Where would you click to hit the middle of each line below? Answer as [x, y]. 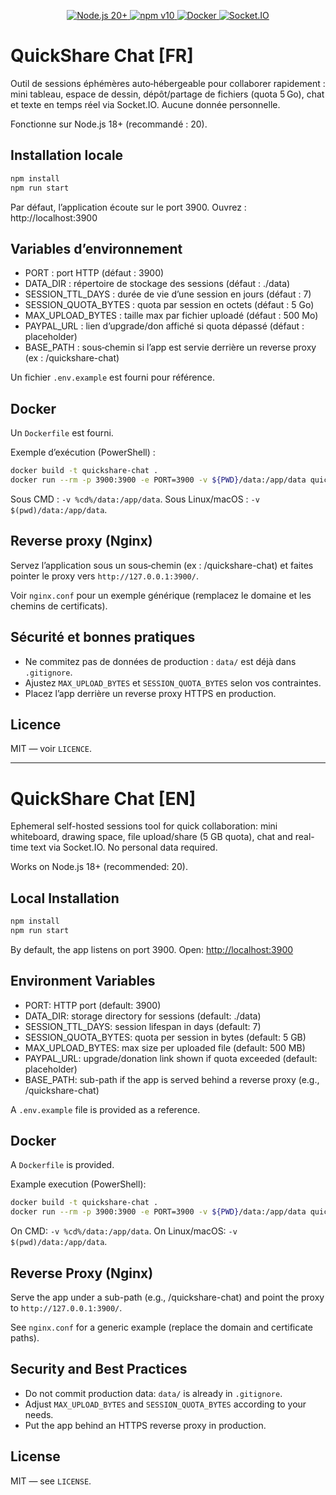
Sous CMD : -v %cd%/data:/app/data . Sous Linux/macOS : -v [135, 499]
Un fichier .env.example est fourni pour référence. [112, 377]
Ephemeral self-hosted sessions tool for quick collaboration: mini [144, 826]
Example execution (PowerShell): [78, 1184]
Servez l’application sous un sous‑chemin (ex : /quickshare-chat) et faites [162, 565]
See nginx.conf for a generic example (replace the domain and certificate [161, 1327]
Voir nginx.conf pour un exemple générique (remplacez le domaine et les [161, 595]
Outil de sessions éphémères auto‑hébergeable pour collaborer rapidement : [168, 83]
